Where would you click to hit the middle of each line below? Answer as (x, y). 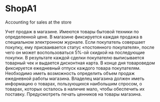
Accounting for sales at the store (38, 22)
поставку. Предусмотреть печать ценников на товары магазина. (74, 94)
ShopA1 (21, 9)
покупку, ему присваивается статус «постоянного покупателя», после (80, 47)
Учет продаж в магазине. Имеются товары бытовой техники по (72, 31)
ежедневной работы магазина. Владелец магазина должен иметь (75, 78)
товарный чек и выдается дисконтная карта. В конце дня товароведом (80, 63)
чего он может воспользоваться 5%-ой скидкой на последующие (75, 52)
